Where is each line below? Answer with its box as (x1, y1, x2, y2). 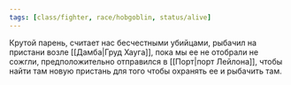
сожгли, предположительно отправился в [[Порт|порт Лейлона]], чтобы (9, 56, 283, 66)
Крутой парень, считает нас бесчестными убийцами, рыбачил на (9, 37, 257, 48)
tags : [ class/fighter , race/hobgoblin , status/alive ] (9, 12, 212, 22)
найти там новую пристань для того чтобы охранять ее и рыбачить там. (9, 66, 282, 76)
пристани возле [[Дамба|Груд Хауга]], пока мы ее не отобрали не (9, 46, 259, 58)
